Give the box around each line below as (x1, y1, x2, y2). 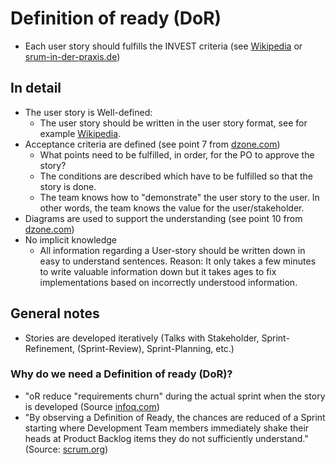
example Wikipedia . (39, 127, 122, 139)
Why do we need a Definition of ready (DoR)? (10, 367, 233, 381)
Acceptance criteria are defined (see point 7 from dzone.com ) (24, 138, 281, 150)
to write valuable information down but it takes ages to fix (39, 265, 277, 277)
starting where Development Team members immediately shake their (24, 422, 310, 434)
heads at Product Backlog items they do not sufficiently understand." (24, 432, 309, 444)
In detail (10, 80, 62, 97)
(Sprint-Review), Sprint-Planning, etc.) (77, 342, 235, 354)
